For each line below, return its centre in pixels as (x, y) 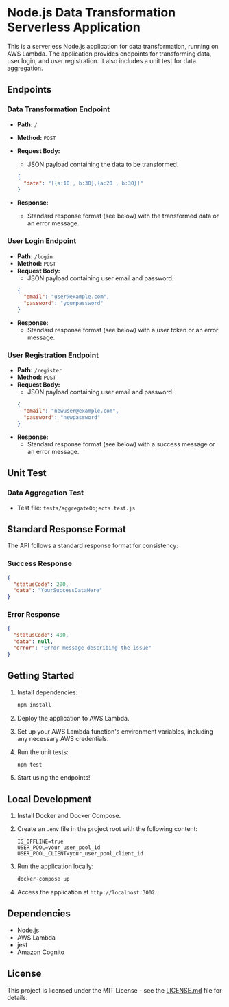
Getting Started (41, 676)
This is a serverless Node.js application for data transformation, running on (113, 46)
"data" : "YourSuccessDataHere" (58, 591)
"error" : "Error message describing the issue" (83, 648)
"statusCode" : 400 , (41, 635)
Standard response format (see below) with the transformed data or (123, 216)
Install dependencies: (47, 692)
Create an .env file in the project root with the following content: (107, 829)
